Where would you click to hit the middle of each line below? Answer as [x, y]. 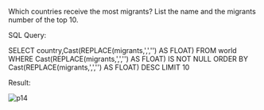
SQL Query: [27, 35]
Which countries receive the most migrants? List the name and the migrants [132, 11]
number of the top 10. [43, 20]
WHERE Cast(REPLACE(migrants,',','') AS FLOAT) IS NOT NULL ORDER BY [128, 59]
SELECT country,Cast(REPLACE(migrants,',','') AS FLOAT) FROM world [122, 50]
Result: [19, 83]
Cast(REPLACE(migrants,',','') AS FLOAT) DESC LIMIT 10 [99, 67]
